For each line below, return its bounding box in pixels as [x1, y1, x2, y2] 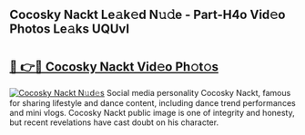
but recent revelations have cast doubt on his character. [9, 117, 219, 128]
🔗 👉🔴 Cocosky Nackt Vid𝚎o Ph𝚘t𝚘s [9, 59, 219, 74]
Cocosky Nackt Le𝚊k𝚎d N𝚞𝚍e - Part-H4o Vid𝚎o [9, 7, 286, 23]
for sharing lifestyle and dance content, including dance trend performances [9, 98, 296, 108]
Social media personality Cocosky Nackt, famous [106, 88, 291, 98]
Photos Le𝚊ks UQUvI [9, 22, 130, 37]
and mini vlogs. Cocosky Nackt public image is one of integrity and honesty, [9, 108, 295, 118]
